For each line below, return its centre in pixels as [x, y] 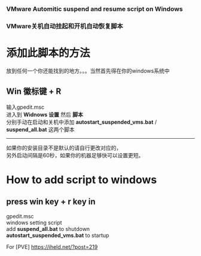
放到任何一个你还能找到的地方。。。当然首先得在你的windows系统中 [88, 71]
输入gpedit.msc [25, 107]
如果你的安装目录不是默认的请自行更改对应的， [64, 148]
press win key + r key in [51, 202]
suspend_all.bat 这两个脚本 [40, 129]
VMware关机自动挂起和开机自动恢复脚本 [65, 26]
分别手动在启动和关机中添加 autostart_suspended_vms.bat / [82, 122]
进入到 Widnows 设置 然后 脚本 [45, 114]
